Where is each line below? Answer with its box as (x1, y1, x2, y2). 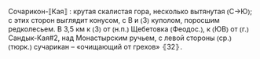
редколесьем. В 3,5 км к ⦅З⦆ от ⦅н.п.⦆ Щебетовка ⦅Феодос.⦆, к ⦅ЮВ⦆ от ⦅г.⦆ (8, 24, 249, 34)
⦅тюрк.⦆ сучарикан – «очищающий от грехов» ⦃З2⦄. (8, 42, 183, 51)
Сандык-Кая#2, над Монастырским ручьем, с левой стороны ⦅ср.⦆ (8, 33, 232, 42)
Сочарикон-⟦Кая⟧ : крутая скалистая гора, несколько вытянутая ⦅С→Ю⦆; (8, 7, 253, 16)
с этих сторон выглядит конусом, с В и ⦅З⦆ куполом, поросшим (8, 16, 220, 24)
